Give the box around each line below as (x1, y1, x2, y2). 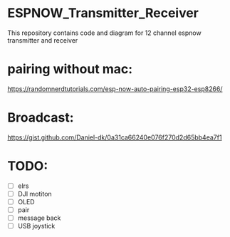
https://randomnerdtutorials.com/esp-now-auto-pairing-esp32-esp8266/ (7, 84, 223, 93)
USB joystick (17, 222, 56, 231)
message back (17, 214, 61, 222)
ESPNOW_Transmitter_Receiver (7, 5, 199, 21)
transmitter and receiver (7, 36, 78, 44)
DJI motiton (17, 189, 52, 198)
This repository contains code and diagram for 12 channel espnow (7, 28, 202, 37)
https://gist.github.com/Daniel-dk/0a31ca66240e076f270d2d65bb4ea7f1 (7, 133, 222, 142)
